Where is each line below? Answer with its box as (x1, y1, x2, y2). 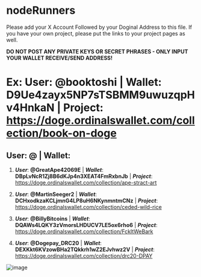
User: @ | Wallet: (6, 150, 71, 160)
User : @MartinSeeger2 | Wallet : (14, 190, 97, 198)
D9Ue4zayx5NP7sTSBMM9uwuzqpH (6, 88, 196, 102)
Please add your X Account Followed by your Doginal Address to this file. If (6, 23, 193, 31)
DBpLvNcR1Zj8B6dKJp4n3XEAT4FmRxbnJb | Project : (14, 172, 153, 180)
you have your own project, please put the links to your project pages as (6, 29, 185, 37)
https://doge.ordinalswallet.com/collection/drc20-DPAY (14, 252, 153, 259)
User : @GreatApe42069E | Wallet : (14, 166, 104, 173)
